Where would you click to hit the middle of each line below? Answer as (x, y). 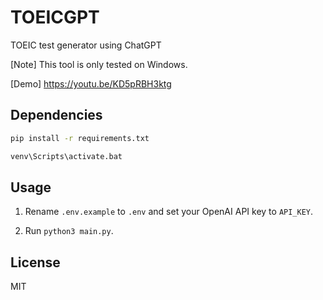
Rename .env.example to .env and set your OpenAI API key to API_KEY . (169, 212)
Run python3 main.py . (69, 231)
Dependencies (56, 115)
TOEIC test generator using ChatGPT (86, 45)
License (35, 262)
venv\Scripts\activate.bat (66, 156)
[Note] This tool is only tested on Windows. (99, 64)
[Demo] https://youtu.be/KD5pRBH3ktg (91, 83)
